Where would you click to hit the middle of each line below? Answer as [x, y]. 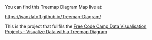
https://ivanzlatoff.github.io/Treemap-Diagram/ [53, 17]
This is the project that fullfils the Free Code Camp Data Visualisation [76, 26]
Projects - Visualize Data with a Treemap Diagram [56, 32]
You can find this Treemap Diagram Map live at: [54, 7]
